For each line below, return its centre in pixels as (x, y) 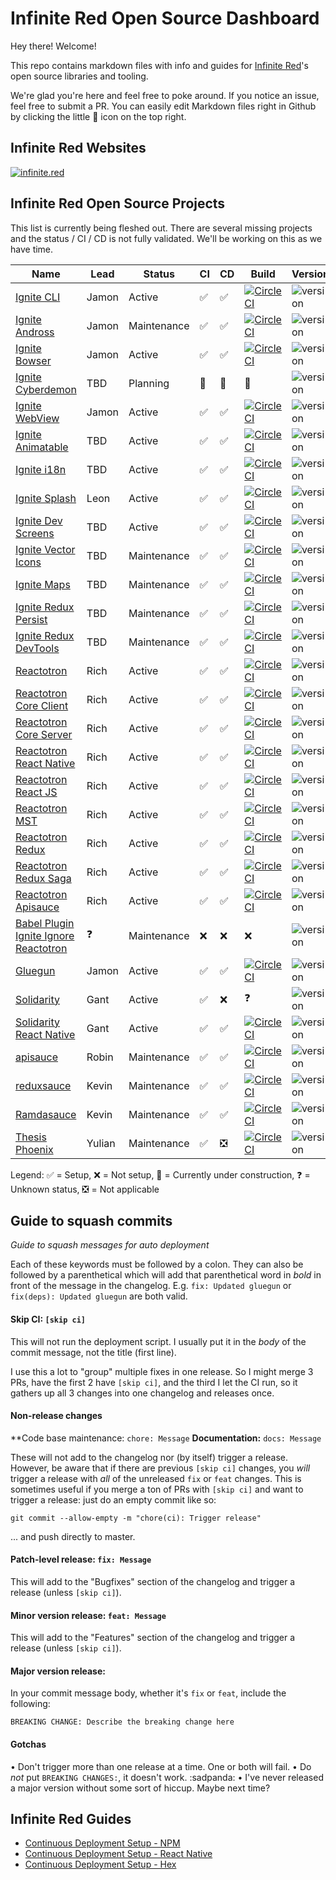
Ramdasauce (46, 1114)
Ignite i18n (41, 469)
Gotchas (28, 1744)
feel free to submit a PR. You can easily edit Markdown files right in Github (163, 106)
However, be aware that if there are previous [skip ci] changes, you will (160, 1468)
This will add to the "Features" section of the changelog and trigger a (153, 1638)
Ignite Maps (43, 584)
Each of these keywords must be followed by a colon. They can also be (157, 1264)
